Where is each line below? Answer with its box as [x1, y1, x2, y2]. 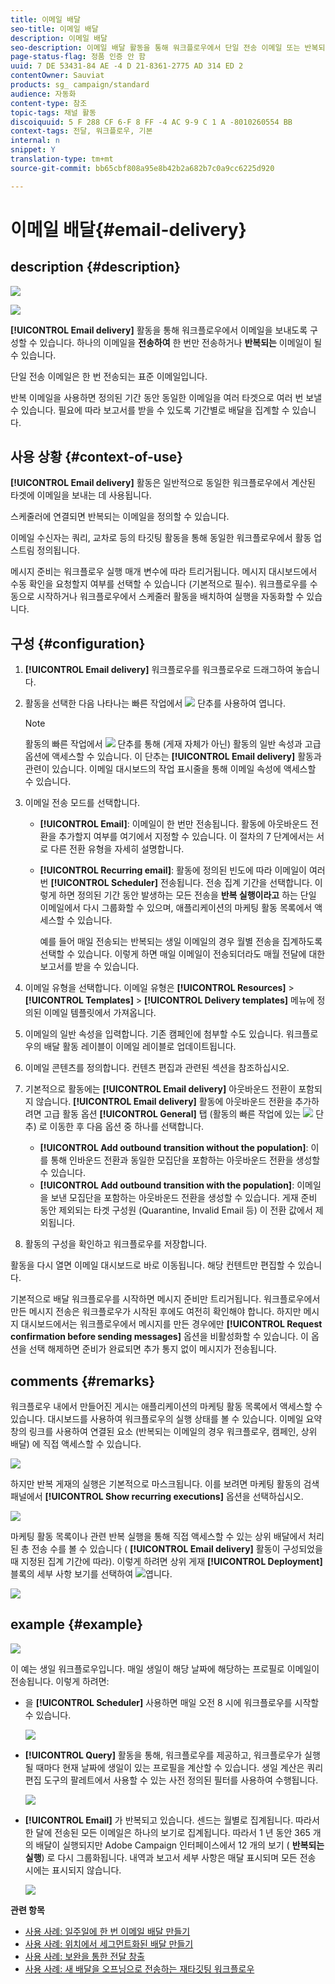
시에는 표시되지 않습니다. [24, 1864, 122, 1876]
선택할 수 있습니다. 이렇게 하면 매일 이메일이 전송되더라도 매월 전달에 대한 [39, 948, 326, 960]
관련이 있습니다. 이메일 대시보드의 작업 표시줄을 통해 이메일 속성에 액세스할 [24, 763, 317, 775]
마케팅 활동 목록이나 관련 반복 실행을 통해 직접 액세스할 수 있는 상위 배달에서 [10, 1531, 307, 1543]
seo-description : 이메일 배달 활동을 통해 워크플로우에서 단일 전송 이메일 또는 [10, 42, 301, 53]
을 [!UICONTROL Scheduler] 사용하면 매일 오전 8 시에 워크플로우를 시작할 [24, 1696, 320, 1708]
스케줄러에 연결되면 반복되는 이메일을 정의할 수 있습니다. [10, 511, 230, 523]
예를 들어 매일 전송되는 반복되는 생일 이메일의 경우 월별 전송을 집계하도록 [39, 936, 323, 948]
